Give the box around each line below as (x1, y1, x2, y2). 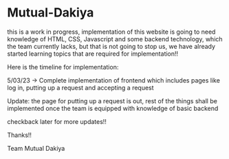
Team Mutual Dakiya (7, 144, 65, 152)
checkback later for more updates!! (7, 117, 107, 125)
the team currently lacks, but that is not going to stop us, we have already (7, 42, 215, 50)
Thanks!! (7, 131, 32, 139)
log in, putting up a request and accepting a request (7, 83, 154, 92)
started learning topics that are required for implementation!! (7, 50, 179, 58)
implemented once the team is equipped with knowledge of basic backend (7, 104, 219, 112)
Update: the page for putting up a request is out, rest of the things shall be (7, 96, 218, 105)
